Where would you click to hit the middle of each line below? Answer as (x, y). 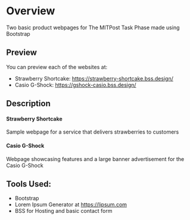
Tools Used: (29, 184)
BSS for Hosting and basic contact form (63, 211)
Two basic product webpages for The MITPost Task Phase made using (93, 27)
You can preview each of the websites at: (57, 67)
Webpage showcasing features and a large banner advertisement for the (95, 159)
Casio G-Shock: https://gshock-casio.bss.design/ (75, 85)
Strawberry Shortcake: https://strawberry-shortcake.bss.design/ (94, 78)
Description (28, 103)
